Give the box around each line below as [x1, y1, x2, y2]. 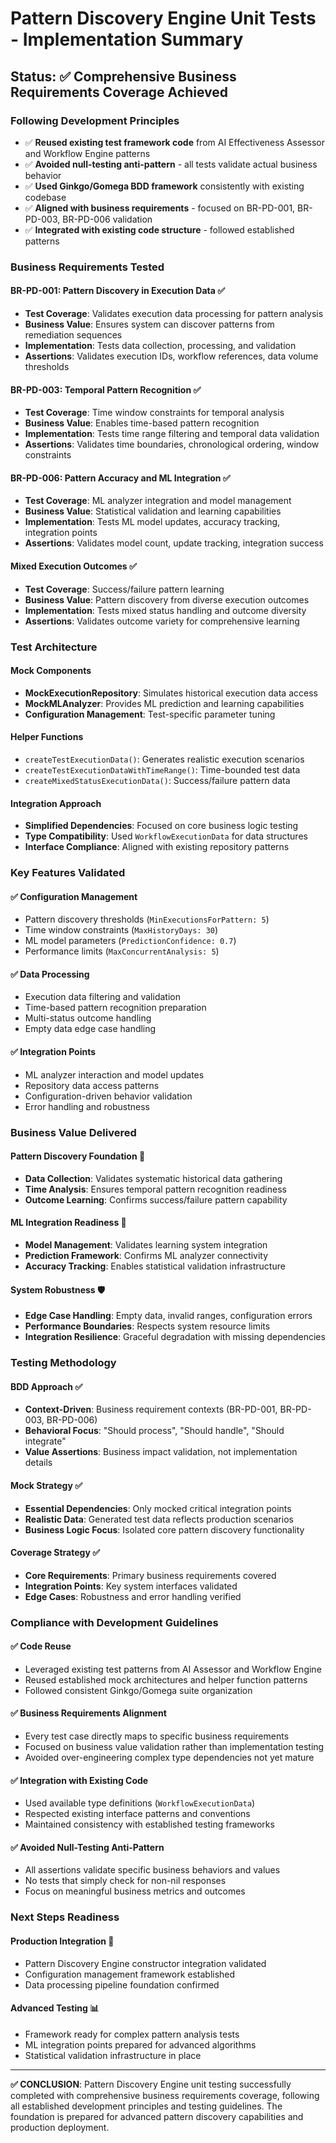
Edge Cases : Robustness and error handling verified [24, 1590, 242, 1602]
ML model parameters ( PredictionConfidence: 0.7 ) [24, 935, 237, 947]
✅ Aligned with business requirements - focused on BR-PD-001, [24, 202, 296, 214]
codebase [24, 191, 67, 203]
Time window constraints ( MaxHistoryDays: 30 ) [24, 924, 219, 936]
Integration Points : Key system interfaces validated [24, 1580, 238, 1592]
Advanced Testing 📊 [10, 2002, 100, 2014]
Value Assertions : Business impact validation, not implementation [24, 1446, 298, 1458]
